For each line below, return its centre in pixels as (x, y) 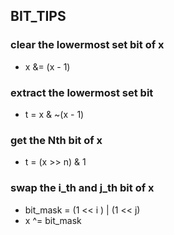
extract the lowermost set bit (82, 92)
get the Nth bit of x (56, 140)
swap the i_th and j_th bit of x (82, 188)
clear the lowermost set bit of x (87, 45)
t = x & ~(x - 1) (54, 114)
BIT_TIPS (38, 16)
